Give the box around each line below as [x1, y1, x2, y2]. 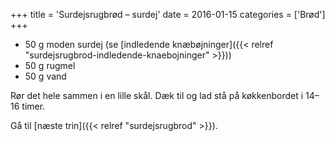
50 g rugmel [24, 60, 76, 71]
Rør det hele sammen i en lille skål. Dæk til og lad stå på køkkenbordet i [10, 90, 304, 101]
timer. [21, 100, 46, 112]
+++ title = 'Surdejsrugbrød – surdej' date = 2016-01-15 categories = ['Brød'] [10, 9, 326, 20]
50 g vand [24, 70, 67, 82]
